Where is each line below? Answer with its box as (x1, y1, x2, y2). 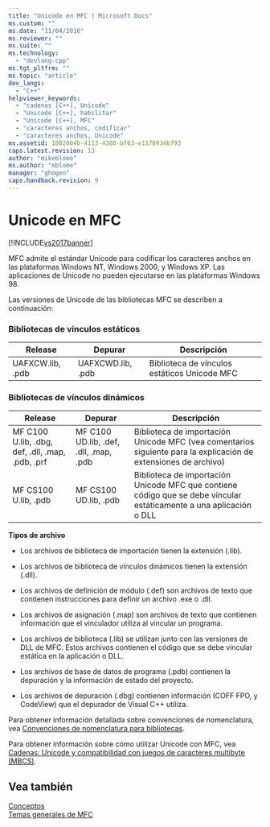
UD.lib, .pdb (75, 494, 121, 506)
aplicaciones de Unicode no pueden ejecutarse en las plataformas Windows (8, 271, 260, 280)
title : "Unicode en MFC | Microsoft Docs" (8, 11, 153, 20)
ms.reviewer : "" (8, 34, 63, 43)
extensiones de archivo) (133, 457, 225, 468)
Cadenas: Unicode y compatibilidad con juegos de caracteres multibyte (8, 748, 245, 758)
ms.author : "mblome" (8, 162, 78, 170)
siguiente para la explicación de (133, 446, 254, 457)
